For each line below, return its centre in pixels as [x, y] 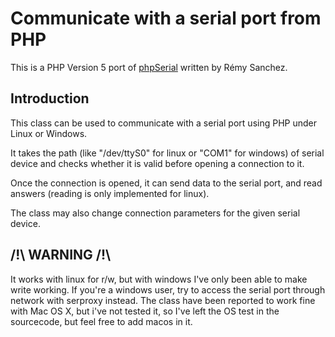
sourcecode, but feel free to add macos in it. [101, 321]
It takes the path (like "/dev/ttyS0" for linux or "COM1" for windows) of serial [167, 153]
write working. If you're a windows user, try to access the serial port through [168, 289]
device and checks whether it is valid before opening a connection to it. [157, 163]
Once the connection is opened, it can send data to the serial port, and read [166, 183]
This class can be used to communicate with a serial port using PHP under [163, 123]
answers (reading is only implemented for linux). [110, 193]
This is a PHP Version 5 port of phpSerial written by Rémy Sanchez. [149, 67]
